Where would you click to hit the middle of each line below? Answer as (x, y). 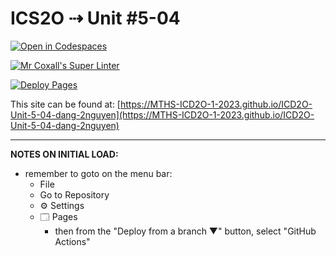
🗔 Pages (58, 216)
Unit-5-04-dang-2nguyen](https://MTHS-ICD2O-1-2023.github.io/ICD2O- (162, 114)
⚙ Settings (62, 205)
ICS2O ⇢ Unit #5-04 (95, 18)
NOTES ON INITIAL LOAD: (64, 154)
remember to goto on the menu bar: (98, 173)
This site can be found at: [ (65, 104)
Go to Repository (74, 194)
